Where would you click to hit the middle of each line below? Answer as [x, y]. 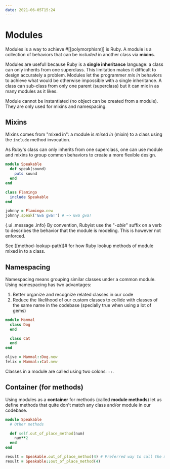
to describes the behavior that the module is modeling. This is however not [83, 230]
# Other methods [27, 424]
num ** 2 [21, 438]
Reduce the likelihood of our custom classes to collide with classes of [85, 300]
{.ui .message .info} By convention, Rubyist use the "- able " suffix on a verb [83, 225]
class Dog [20, 325]
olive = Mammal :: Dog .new [31, 357]
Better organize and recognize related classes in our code [73, 294]
